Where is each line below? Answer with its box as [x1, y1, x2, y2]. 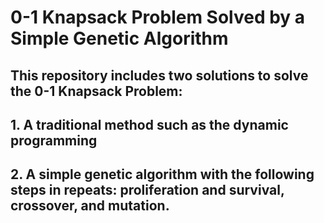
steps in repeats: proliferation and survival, [10, 182, 285, 199]
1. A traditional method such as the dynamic [10, 116, 289, 133]
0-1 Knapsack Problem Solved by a [10, 6, 306, 29]
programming [10, 132, 98, 149]
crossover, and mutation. [10, 197, 170, 215]
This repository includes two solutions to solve [10, 67, 309, 84]
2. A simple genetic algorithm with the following [10, 166, 315, 183]
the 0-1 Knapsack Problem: [10, 82, 183, 100]
